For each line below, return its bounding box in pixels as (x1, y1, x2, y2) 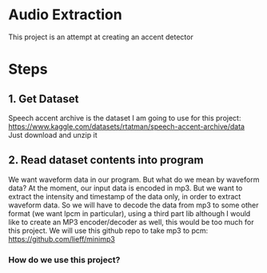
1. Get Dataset (8, 92, 79, 106)
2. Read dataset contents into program (8, 154, 204, 167)
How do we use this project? (8, 254, 121, 265)
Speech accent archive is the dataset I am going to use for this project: (8, 113, 241, 122)
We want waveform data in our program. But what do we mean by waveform (8, 175, 260, 184)
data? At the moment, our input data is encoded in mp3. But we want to (8, 183, 243, 193)
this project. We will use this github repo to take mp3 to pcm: (8, 226, 209, 235)
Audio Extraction (8, 6, 122, 24)
